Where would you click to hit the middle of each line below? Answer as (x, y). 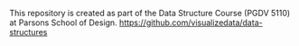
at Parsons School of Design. (63, 23)
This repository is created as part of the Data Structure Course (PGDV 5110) (150, 13)
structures (28, 32)
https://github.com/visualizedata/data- (191, 23)
